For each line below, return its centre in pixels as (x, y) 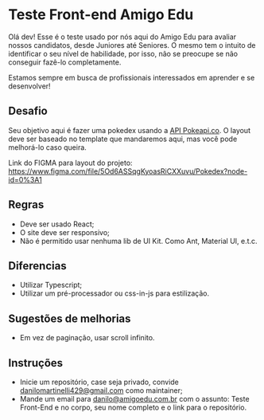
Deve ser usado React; (57, 224)
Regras (26, 205)
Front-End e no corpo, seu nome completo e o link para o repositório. (133, 407)
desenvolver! (29, 86)
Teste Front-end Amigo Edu (101, 15)
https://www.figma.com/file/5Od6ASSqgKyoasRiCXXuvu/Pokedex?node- (128, 171)
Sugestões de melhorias (70, 318)
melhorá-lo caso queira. (48, 147)
